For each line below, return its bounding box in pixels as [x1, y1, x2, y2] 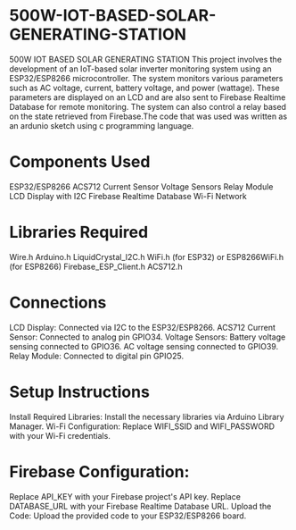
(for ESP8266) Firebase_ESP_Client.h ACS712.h [9, 261, 183, 272]
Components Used [9, 152, 151, 172]
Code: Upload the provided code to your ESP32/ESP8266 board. [9, 510, 247, 521]
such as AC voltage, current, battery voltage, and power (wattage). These [9, 82, 281, 93]
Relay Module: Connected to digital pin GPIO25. [9, 350, 185, 361]
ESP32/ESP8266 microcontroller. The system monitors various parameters [9, 72, 284, 83]
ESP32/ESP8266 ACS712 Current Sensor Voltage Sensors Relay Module [9, 181, 274, 192]
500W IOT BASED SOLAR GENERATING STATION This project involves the [9, 54, 283, 64]
